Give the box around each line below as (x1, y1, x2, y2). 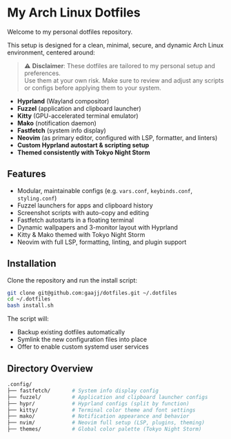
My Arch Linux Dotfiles (7, 5, 141, 21)
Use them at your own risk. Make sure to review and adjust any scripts (23, 76, 224, 84)
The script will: (7, 315, 50, 323)
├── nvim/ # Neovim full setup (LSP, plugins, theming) (7, 419, 205, 427)
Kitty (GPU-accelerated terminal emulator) (17, 112, 139, 120)
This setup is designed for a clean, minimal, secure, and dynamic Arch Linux (7, 41, 224, 49)
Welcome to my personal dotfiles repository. (7, 28, 133, 36)
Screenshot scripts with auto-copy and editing (17, 208, 150, 216)
